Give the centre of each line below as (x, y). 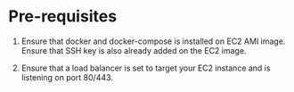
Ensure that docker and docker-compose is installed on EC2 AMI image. (153, 41)
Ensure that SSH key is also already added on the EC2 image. (134, 50)
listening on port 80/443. (67, 77)
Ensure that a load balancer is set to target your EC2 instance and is (146, 68)
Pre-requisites (63, 17)
